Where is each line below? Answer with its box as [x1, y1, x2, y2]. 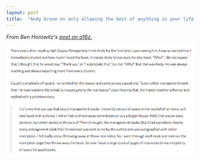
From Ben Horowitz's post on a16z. [6, 33, 93, 40]
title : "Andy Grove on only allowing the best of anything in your [6, 16, 181, 22]
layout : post [6, 10, 39, 16]
